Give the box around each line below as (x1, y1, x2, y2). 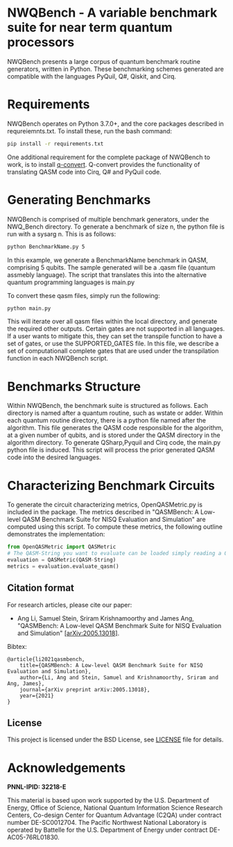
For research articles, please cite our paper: (7, 600, 132, 609)
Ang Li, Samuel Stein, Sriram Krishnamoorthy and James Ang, (17, 614, 194, 623)
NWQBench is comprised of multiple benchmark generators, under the (7, 215, 209, 223)
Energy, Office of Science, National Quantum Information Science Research (7, 804, 223, 812)
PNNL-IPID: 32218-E (7, 783, 67, 791)
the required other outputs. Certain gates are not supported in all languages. (7, 324, 225, 333)
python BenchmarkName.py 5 (7, 243, 85, 250)
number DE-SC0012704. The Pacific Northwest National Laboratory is (7, 819, 207, 827)
